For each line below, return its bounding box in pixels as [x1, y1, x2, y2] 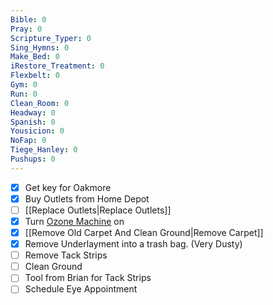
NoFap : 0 [10, 136, 47, 146]
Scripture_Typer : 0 [10, 33, 92, 43]
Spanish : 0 [10, 117, 56, 127]
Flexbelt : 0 [10, 71, 60, 81]
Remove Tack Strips [24, 249, 108, 261]
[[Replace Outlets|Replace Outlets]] [24, 204, 172, 216]
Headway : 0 [10, 107, 56, 118]
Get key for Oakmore [24, 181, 112, 193]
